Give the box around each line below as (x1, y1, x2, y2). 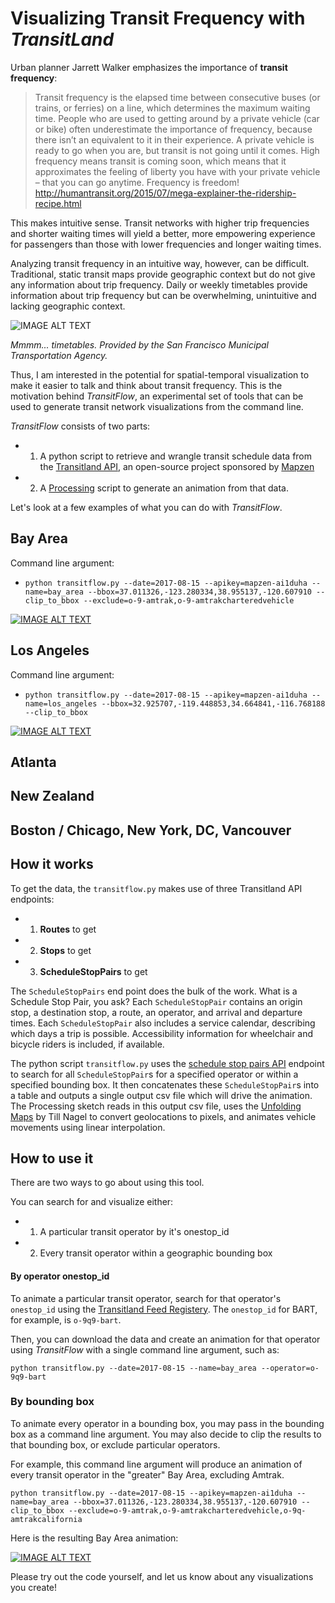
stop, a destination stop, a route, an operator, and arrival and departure (10, 1006, 303, 1018)
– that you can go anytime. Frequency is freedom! (34, 176, 240, 188)
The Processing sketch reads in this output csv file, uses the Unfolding (10, 1100, 302, 1112)
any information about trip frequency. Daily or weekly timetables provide (10, 278, 308, 291)
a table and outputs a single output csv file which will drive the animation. (10, 1089, 313, 1101)
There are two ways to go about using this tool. (10, 1177, 205, 1189)
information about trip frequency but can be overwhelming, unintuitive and (10, 289, 317, 301)
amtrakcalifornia (10, 1514, 83, 1524)
